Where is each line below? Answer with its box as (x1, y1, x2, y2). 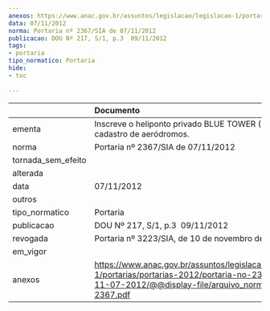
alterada (12, 167, 44, 178)
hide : (8, 64, 27, 72)
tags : (8, 42, 27, 50)
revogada (12, 232, 48, 243)
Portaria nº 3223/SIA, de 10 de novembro (94, 232, 253, 243)
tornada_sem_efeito (12, 154, 87, 166)
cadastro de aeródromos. (94, 128, 190, 139)
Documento (94, 104, 141, 116)
